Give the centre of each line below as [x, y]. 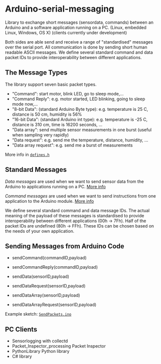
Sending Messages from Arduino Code [65, 246]
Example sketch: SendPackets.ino [38, 314]
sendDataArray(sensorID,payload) [46, 295]
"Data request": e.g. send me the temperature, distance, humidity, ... [80, 140]
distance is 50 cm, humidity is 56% [47, 114]
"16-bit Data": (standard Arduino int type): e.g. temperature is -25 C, [80, 119]
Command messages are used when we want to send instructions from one [80, 196]
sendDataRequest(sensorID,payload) [49, 286]
